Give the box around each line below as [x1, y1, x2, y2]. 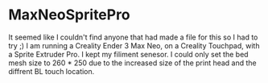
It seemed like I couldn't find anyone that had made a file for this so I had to [8, 32, 258, 42]
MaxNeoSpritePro [8, 6, 130, 24]
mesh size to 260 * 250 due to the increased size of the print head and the [8, 58, 258, 68]
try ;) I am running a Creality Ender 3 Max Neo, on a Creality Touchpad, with [8, 40, 260, 50]
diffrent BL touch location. [8, 66, 95, 76]
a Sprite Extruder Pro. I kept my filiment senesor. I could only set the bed [8, 49, 249, 59]
